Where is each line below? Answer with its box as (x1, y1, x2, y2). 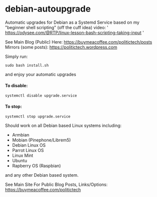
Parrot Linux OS (12, 148, 44, 153)
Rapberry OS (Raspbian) (12, 163, 61, 169)
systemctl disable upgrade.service (5, 93, 77, 98)
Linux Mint (12, 152, 34, 158)
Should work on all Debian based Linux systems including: (5, 122, 122, 129)
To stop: (5, 103, 22, 109)
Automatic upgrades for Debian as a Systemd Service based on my (5, 19, 140, 25)
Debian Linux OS (12, 142, 46, 148)
